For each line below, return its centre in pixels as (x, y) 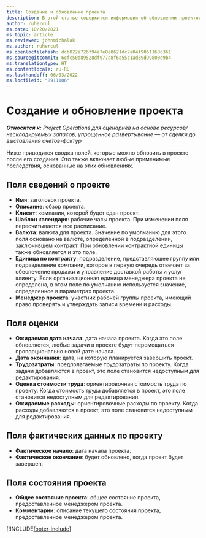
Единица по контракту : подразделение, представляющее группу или (107, 258)
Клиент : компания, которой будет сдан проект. (77, 213)
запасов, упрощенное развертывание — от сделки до (124, 134)
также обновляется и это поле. (56, 252)
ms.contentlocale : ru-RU (38, 69)
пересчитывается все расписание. (61, 226)
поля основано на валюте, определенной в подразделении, (94, 239)
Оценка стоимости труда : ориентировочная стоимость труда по (101, 383)
